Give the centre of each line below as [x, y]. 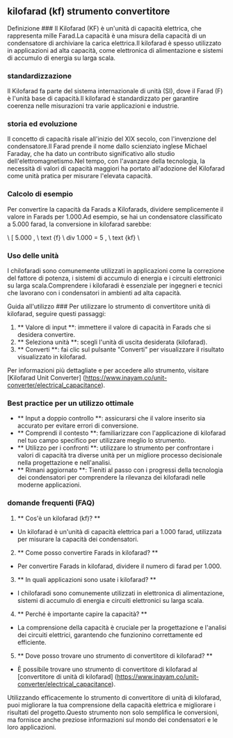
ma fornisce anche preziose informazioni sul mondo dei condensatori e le [112, 719]
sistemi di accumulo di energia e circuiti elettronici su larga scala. [111, 600]
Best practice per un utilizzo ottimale [71, 403]
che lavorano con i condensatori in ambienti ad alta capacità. [95, 293]
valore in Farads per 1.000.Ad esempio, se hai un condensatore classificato [115, 217]
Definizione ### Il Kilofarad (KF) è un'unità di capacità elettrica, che [104, 28]
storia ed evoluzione [42, 124]
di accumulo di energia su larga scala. [62, 58]
